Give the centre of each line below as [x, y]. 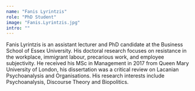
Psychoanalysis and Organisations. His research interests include [85, 76]
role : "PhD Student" [32, 17]
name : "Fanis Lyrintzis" [37, 11]
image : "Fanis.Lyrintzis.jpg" [43, 22]
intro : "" [18, 28]
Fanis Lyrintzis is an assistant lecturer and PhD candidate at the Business [95, 45]
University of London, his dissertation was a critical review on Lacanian [92, 70]
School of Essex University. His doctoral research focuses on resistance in [96, 51]
